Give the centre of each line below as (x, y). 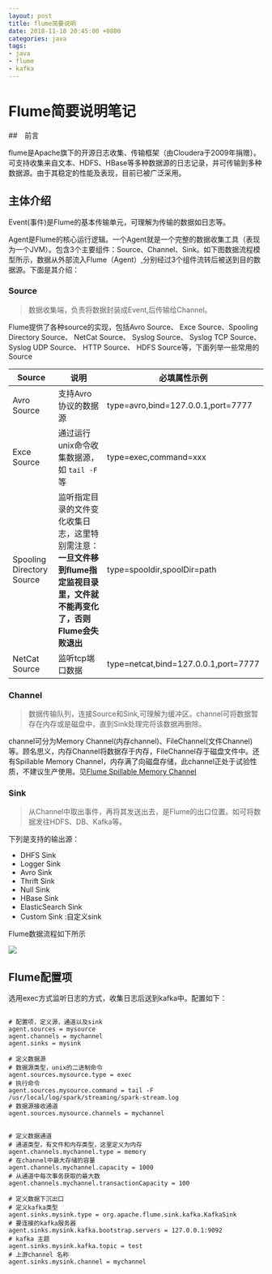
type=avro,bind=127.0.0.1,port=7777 (179, 405)
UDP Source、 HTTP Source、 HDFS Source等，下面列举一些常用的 (146, 347)
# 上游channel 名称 (39, 1255)
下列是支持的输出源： (44, 839)
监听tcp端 (76, 658)
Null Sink (35, 890)
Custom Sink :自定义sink (61, 916)
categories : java (38, 39)
